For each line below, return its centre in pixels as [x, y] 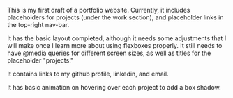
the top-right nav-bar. [38, 25]
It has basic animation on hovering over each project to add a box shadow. [114, 87]
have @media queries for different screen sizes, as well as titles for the [109, 53]
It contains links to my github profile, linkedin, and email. [88, 74]
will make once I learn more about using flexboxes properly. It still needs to [115, 46]
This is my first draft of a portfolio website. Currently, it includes [99, 10]
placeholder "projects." [40, 60]
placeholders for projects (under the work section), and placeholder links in [115, 17]
